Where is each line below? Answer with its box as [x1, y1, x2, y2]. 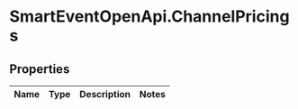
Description [79, 88, 131, 100]
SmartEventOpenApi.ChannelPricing [9, 6, 290, 27]
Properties [9, 61, 70, 77]
